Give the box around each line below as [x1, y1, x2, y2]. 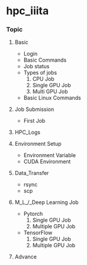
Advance [14, 253, 37, 260]
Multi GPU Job [32, 88, 68, 95]
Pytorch [23, 210, 43, 218]
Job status [23, 63, 50, 70]
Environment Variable [23, 152, 76, 159]
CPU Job [32, 75, 54, 82]
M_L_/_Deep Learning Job [14, 199, 79, 206]
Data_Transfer [14, 170, 49, 177]
